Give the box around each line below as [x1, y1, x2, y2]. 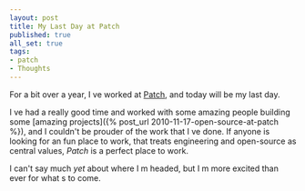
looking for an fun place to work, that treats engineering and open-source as [9, 136, 297, 146]
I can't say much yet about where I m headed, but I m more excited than [9, 163, 280, 174]
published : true [9, 30, 71, 39]
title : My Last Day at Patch [9, 22, 120, 31]
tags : [9, 47, 30, 56]
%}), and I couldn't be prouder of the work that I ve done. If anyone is [9, 126, 270, 136]
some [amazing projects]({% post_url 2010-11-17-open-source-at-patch [9, 116, 280, 127]
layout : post [9, 13, 59, 23]
